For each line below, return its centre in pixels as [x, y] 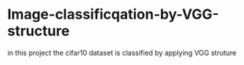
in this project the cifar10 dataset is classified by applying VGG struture [122, 52]
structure [38, 31]
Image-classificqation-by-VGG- [113, 14]
